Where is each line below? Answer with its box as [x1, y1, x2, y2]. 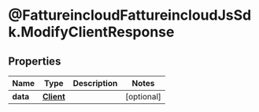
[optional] [124, 91, 161, 102]
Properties [8, 54, 61, 68]
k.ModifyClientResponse [8, 23, 175, 41]
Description [72, 78, 118, 88]
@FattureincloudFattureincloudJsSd [8, 6, 252, 24]
